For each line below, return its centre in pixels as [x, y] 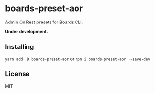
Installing [20, 47]
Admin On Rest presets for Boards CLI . [44, 22]
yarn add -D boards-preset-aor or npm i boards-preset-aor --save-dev [78, 59]
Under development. [26, 31]
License [17, 74]
